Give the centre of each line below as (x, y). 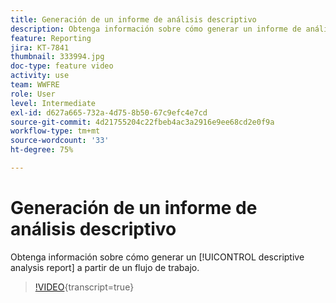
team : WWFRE (35, 85)
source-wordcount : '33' (60, 141)
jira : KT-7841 (40, 47)
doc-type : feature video (62, 66)
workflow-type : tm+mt (55, 131)
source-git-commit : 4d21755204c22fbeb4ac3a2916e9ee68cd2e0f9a (142, 122)
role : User (33, 94)
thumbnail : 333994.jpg (57, 57)
